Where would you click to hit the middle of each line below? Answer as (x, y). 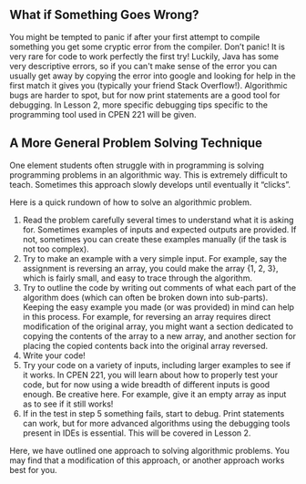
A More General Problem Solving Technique (136, 144)
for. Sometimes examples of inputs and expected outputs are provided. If (159, 229)
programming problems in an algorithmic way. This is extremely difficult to (149, 175)
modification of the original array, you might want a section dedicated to (158, 326)
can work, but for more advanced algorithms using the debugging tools (156, 423)
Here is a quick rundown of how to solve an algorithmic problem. (131, 202)
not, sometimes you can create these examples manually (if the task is (154, 239)
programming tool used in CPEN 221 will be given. (103, 114)
